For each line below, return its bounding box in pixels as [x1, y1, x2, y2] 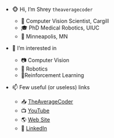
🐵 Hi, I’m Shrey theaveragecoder [11, 6, 93, 13]
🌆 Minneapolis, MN [20, 33, 68, 40]
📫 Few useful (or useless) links [11, 84, 90, 90]
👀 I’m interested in [11, 45, 57, 51]
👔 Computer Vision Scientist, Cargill [20, 17, 109, 24]
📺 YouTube [20, 107, 50, 114]
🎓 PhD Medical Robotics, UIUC [20, 24, 100, 31]
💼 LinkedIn [20, 125, 47, 132]
